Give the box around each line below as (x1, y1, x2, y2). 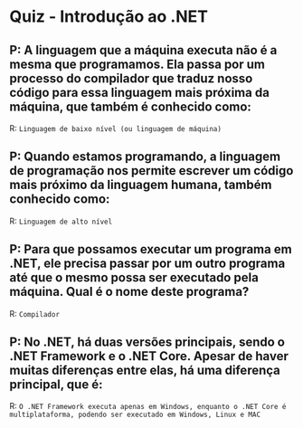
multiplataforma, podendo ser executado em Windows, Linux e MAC (9, 410, 260, 420)
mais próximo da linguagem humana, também (9, 177, 272, 193)
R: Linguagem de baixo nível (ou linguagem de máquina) (9, 123, 222, 133)
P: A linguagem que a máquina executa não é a (9, 43, 278, 58)
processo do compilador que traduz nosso (9, 71, 253, 86)
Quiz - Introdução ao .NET (9, 6, 208, 27)
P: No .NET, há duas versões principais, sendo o (9, 335, 285, 350)
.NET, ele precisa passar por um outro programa (9, 256, 286, 271)
